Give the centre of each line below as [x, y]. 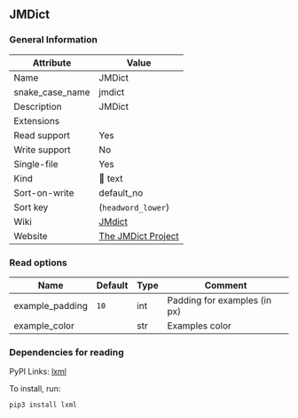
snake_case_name [52, 92]
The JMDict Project [139, 236]
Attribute [52, 63]
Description [38, 106]
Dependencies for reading [67, 352]
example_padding [51, 306]
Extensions [37, 120]
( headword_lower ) [134, 207]
